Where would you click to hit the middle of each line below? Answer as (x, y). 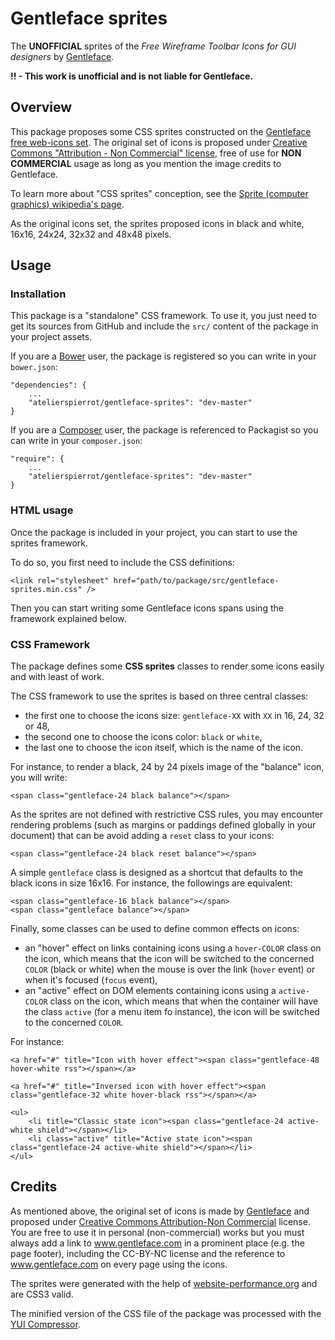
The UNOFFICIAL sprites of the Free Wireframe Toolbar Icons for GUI (153, 46)
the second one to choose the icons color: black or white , (143, 737)
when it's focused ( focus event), (91, 980)
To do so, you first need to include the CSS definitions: (122, 562)
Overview (41, 107)
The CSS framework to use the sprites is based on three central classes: (159, 696)
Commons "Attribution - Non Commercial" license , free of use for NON (156, 153)
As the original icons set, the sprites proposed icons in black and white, (157, 223)
